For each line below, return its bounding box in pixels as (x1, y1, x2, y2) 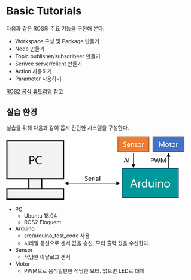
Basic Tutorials (6, 4, 82, 18)
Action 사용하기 (14, 67, 52, 74)
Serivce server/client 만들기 (14, 60, 83, 67)
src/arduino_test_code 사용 (23, 232, 90, 239)
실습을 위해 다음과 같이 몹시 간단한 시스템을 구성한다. (6, 124, 129, 131)
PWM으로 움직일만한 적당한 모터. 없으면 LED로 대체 (23, 267, 145, 274)
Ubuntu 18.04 (23, 212, 57, 219)
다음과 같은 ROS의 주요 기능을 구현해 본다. (6, 25, 105, 32)
